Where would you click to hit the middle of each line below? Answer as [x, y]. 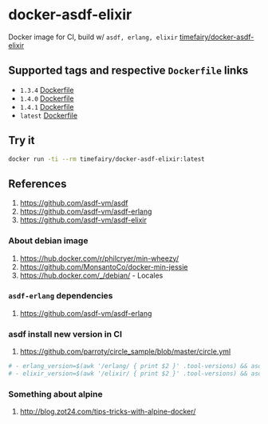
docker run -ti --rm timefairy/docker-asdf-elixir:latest [106, 159]
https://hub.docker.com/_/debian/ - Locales [91, 275]
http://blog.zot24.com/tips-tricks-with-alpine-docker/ [108, 412]
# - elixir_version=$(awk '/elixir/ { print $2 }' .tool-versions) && [128, 374]
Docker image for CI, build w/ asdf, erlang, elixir [93, 37]
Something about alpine [55, 394]
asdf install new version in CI [65, 334]
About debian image [48, 241]
